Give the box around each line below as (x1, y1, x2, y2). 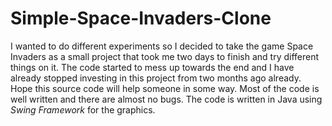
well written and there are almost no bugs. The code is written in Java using (10, 93, 323, 105)
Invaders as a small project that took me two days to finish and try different (10, 50, 320, 62)
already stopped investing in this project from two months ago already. (10, 72, 302, 84)
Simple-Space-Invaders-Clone (10, 7, 272, 30)
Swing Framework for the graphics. (10, 103, 156, 116)
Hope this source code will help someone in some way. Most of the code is (10, 82, 320, 94)
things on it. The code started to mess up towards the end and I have (10, 61, 295, 73)
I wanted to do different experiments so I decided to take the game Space (10, 40, 314, 52)
